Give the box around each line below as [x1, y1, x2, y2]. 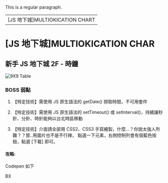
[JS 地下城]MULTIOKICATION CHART [7, 16, 95, 23]
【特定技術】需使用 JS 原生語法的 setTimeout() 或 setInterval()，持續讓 [12, 109, 158, 115]
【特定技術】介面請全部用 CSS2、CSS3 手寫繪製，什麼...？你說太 [12, 126, 147, 132]
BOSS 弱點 [5, 86, 31, 93]
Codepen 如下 [5, 163, 34, 169]
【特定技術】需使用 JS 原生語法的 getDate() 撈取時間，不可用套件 [12, 99, 147, 105]
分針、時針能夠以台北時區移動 [21, 116, 83, 122]
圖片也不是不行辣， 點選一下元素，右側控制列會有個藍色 [36, 132, 152, 139]
